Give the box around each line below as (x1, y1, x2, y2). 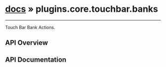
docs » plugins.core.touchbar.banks (5, 3, 158, 15)
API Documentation (5, 55, 67, 64)
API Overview (5, 38, 48, 47)
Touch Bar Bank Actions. (5, 24, 55, 30)
